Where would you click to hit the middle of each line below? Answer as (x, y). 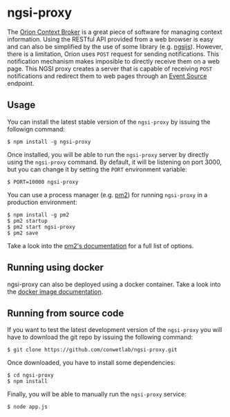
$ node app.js (28, 407)
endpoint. (21, 83)
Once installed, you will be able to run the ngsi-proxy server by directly (108, 154)
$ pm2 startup (28, 221)
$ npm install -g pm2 (38, 215)
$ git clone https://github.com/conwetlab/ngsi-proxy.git (92, 350)
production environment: (42, 202)
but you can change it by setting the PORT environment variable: (97, 169)
